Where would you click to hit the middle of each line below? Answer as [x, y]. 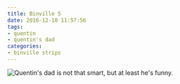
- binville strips [34, 53]
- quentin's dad [31, 40]
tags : [15, 27]
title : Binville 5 [34, 14]
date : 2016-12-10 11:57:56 [47, 20]
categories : [25, 46]
